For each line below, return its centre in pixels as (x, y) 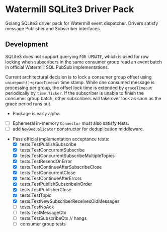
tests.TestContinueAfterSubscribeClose (61, 167)
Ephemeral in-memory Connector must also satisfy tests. (71, 123)
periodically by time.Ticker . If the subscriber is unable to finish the (75, 93)
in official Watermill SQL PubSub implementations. (57, 67)
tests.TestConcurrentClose (48, 173)
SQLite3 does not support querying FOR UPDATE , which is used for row (77, 56)
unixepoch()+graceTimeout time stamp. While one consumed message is (80, 82)
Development (27, 45)
